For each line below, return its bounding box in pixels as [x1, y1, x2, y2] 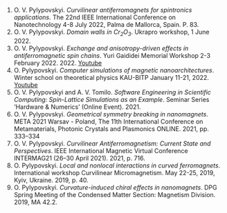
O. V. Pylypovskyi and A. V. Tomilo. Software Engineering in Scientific [13, 88, 211, 96]
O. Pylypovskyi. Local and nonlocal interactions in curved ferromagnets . [13, 161, 221, 170]
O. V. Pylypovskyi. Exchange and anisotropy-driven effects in [13, 44, 189, 52]
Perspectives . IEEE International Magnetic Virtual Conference [13, 146, 188, 154]
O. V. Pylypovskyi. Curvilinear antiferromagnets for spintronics [13, 6, 192, 14]
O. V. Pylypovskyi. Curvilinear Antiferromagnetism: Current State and [13, 139, 211, 148]
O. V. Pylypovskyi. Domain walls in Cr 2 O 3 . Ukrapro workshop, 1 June [13, 28, 210, 37]
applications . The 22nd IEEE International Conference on [13, 13, 176, 21]
